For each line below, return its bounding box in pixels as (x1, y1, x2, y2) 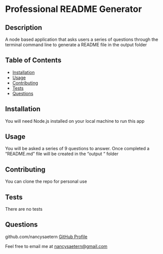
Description (5, 23, 42, 32)
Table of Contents (5, 56, 62, 65)
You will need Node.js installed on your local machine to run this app (5, 118, 145, 124)
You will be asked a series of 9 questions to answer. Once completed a (5, 146, 150, 152)
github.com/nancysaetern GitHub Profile (5, 234, 88, 240)
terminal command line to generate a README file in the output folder (5, 42, 147, 48)
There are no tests (5, 206, 43, 212)
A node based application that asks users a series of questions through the (5, 36, 159, 42)
